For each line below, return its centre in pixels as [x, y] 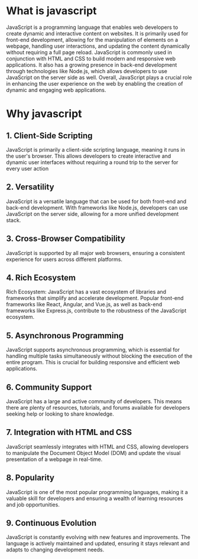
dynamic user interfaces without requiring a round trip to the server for [92, 162]
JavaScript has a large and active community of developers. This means [94, 401]
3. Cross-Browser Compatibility [66, 239]
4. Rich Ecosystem [41, 278]
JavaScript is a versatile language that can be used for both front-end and [96, 201]
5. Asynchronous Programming [65, 336]
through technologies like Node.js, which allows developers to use [87, 71]
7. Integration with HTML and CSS [69, 432]
